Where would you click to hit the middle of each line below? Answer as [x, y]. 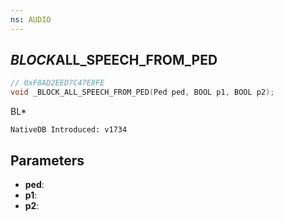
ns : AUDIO [31, 19]
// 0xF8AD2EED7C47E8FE [57, 83]
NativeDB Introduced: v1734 [69, 130]
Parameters [47, 160]
